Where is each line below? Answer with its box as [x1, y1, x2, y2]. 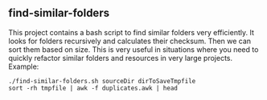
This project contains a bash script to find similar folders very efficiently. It [8, 27, 255, 37]
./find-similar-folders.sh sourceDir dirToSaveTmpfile [8, 77, 196, 85]
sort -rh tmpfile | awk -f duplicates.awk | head [8, 84, 179, 92]
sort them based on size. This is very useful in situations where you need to [8, 44, 259, 54]
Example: [8, 62, 39, 71]
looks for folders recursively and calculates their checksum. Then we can [8, 36, 252, 46]
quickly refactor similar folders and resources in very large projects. [8, 53, 233, 62]
